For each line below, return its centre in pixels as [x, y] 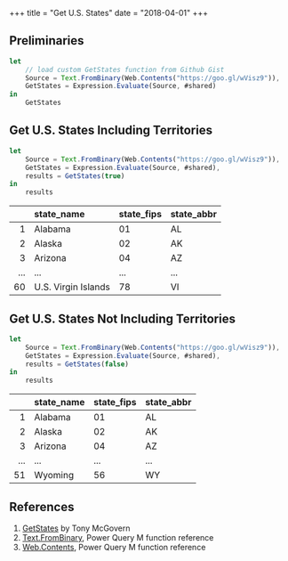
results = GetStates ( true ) [75, 176]
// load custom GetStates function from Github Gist [125, 69]
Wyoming [54, 476]
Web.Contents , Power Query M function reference [114, 547]
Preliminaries [47, 41]
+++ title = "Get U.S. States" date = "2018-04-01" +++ [109, 13]
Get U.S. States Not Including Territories [122, 318]
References [42, 507]
